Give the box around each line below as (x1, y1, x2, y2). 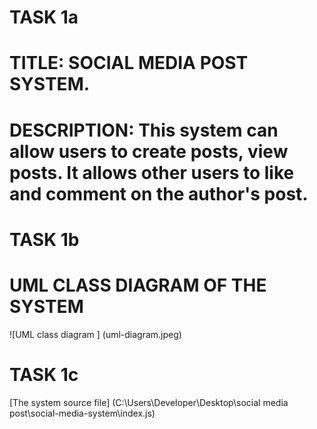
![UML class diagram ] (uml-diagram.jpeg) (9, 328, 182, 340)
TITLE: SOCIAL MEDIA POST (9, 52, 249, 75)
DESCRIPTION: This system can (9, 119, 279, 141)
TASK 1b (9, 228, 80, 251)
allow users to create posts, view (9, 140, 289, 163)
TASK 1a (9, 6, 79, 29)
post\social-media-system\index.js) (9, 407, 156, 419)
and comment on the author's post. (9, 182, 309, 205)
